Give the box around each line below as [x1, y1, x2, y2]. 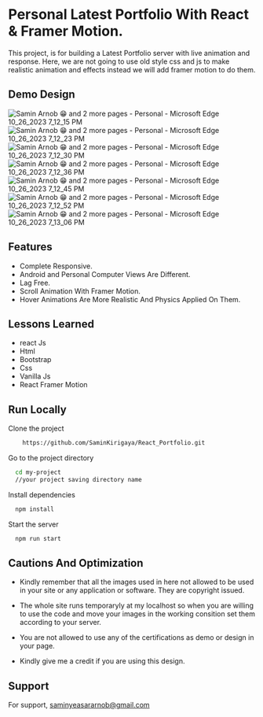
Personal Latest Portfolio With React [8, 6, 250, 24]
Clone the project [8, 423, 64, 434]
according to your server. [19, 618, 102, 627]
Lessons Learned [8, 317, 94, 331]
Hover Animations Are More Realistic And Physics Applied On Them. [19, 294, 241, 304]
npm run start [15, 534, 61, 542]
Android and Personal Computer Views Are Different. [19, 269, 191, 279]
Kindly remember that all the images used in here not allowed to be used [19, 577, 254, 587]
